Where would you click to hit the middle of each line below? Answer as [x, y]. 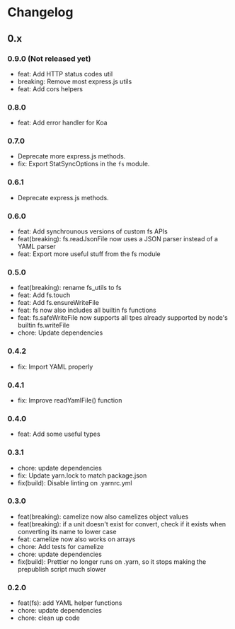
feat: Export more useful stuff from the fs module [89, 254]
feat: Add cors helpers [50, 88]
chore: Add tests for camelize [61, 546]
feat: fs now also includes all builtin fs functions [87, 310]
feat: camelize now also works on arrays [76, 539]
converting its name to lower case [67, 531]
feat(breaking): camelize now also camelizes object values [103, 517]
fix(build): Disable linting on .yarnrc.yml [75, 483]
